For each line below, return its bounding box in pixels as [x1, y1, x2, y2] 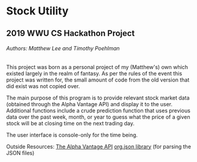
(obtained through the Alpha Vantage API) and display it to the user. [6, 100, 172, 107]
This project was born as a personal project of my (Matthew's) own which [6, 63, 189, 70]
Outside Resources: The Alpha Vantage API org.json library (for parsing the [6, 143, 192, 150]
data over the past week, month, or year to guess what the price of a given [6, 113, 190, 121]
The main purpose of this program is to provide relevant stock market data [6, 94, 190, 101]
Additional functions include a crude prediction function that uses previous [6, 107, 190, 114]
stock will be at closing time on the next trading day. [6, 119, 135, 127]
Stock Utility [6, 4, 69, 18]
